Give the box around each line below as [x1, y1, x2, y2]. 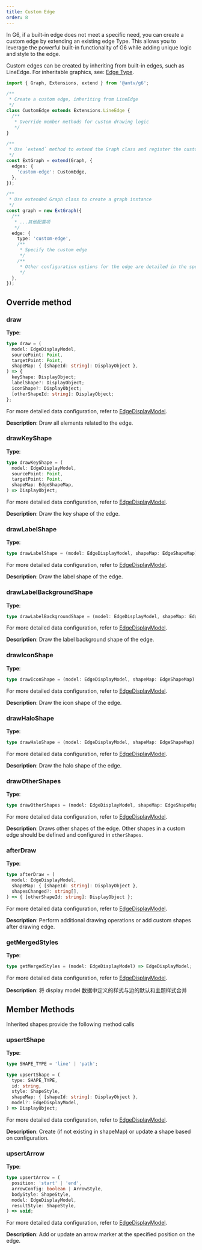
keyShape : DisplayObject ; [11, 374, 77, 380]
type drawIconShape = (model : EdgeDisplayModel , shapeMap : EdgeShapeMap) [6, 676, 195, 683]
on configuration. [6, 1134, 49, 1142]
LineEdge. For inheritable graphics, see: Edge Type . [6, 68, 134, 75]
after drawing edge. [6, 923, 55, 930]
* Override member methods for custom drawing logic [14, 119, 149, 125]
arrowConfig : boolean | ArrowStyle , [11, 1186, 103, 1192]
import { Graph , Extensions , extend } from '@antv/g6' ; [6, 80, 149, 86]
